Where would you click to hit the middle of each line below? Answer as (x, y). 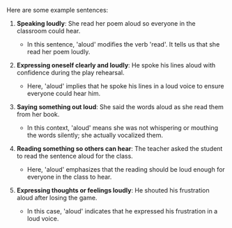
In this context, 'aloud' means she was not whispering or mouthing (123, 128)
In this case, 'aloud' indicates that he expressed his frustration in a (122, 211)
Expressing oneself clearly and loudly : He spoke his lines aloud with (116, 65)
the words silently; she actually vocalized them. (95, 135)
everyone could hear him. (64, 93)
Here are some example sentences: (57, 10)
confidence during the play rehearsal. (70, 73)
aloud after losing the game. (57, 198)
